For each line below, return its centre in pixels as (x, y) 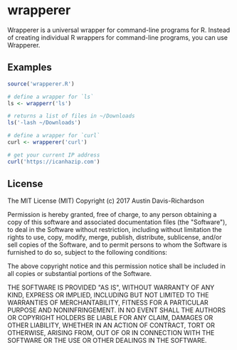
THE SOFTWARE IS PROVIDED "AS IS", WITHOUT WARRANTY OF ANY (111, 287)
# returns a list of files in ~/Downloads (71, 116)
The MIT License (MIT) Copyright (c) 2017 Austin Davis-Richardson (106, 201)
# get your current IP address (54, 155)
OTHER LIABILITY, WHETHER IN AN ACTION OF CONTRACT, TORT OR (111, 325)
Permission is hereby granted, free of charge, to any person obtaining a (112, 215)
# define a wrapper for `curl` (54, 136)
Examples (30, 67)
